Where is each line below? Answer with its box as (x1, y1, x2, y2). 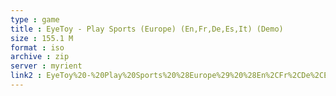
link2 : (10, 71, 43, 81)
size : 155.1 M (10, 33, 74, 43)
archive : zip (10, 52, 70, 62)
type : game (10, 14, 60, 25)
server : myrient (10, 61, 83, 71)
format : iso (10, 42, 65, 53)
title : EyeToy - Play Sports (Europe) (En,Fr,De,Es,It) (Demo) (10, 24, 284, 34)
